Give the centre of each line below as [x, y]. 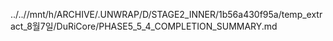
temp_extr [302, 14]
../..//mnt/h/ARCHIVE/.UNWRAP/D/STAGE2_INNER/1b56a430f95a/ [146, 14]
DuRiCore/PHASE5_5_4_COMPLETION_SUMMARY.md [167, 26]
